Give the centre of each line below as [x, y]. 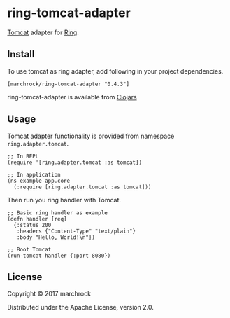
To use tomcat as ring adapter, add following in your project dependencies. [115, 71]
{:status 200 [33, 225]
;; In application [34, 174]
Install [21, 54]
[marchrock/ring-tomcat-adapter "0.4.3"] [69, 84]
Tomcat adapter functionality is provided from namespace [91, 136]
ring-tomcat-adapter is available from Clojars [72, 97]
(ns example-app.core [39, 181]
